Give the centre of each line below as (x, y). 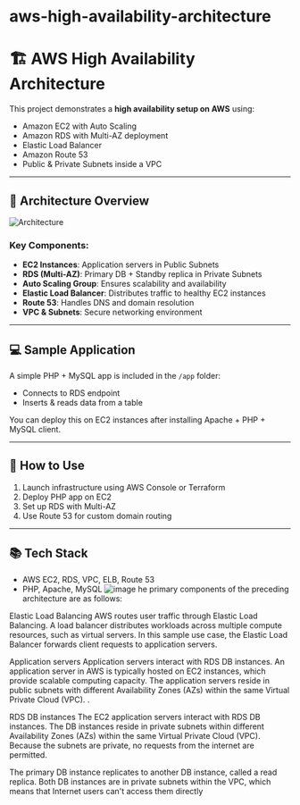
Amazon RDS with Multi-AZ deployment (95, 136)
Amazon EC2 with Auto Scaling (79, 126)
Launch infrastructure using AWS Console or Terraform (124, 487)
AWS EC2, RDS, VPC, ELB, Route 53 (88, 579)
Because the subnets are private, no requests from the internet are (132, 745)
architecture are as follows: (72, 598)
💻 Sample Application (72, 350)
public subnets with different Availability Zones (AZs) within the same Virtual (150, 690)
